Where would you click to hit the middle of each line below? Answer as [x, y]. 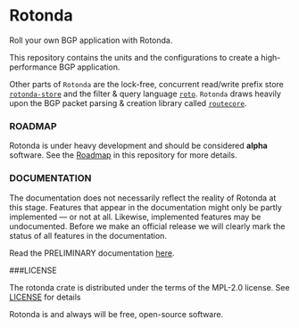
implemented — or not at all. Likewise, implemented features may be [135, 217]
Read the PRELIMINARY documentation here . [92, 253]
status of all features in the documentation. [88, 235]
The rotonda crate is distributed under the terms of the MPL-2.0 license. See [149, 287]
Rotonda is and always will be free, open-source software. [116, 314]
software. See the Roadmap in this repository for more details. [124, 155]
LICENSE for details [45, 297]
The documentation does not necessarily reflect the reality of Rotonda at [143, 198]
